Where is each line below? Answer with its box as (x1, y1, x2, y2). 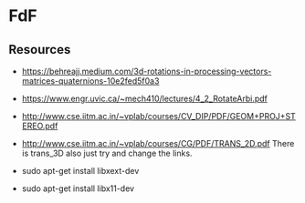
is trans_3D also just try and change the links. (21, 147, 193, 158)
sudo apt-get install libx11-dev (21, 183, 134, 194)
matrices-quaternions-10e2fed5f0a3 (21, 76, 160, 86)
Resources (8, 42, 71, 57)
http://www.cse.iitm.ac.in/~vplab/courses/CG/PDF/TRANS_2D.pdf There (21, 138, 295, 148)
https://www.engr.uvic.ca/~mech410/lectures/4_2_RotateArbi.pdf (21, 93, 268, 104)
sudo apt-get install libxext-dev (21, 166, 140, 176)
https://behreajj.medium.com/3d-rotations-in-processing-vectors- (21, 66, 272, 76)
